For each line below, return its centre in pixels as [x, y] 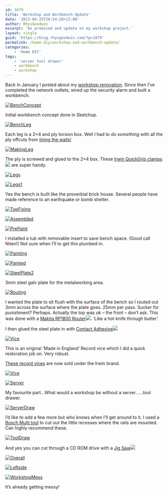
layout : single [21, 33]
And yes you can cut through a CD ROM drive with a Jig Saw [68, 448]
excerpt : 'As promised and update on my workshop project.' [69, 29]
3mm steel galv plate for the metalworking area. [55, 282]
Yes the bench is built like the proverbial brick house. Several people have [81, 194]
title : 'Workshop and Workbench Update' [48, 15]
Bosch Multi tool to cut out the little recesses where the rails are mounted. [81, 423]
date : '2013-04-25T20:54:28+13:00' [42, 19]
